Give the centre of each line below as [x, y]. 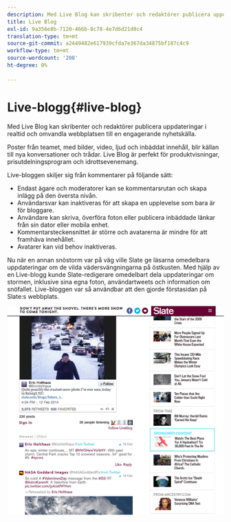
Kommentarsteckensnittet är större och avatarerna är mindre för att [112, 232]
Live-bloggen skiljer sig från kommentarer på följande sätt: [90, 174]
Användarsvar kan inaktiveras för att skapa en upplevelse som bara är [116, 203]
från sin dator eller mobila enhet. [63, 225]
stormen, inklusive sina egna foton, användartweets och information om [109, 282]
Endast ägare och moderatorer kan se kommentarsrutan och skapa [112, 188]
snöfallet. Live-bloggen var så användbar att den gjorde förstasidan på [107, 289]
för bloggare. [35, 210]
